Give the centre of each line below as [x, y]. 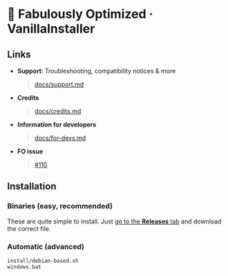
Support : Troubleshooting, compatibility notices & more [96, 71]
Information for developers [57, 125]
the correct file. [29, 228]
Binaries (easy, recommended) [60, 206]
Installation [32, 186]
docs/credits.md [58, 111]
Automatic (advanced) [46, 246]
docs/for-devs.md [60, 138]
